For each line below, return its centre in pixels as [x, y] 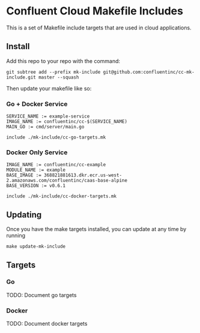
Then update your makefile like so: [49, 88]
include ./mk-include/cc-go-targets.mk [56, 137]
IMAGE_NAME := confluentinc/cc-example [56, 165]
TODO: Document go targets [41, 295]
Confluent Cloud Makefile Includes [95, 11]
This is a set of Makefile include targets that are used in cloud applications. [99, 28]
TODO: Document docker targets [47, 324]
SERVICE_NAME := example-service [48, 116]
